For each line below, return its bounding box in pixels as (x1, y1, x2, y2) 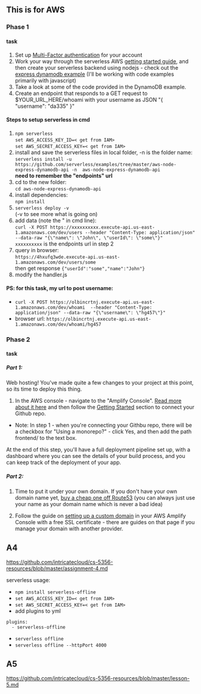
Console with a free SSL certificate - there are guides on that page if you (14, 519, 195, 526)
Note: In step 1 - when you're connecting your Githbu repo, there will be (14, 421, 192, 429)
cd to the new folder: (14, 178, 67, 185)
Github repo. (14, 410, 46, 417)
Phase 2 (6, 335, 31, 344)
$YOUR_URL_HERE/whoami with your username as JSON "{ (14, 96, 163, 103)
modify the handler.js (14, 271, 68, 278)
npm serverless (14, 131, 53, 137)
